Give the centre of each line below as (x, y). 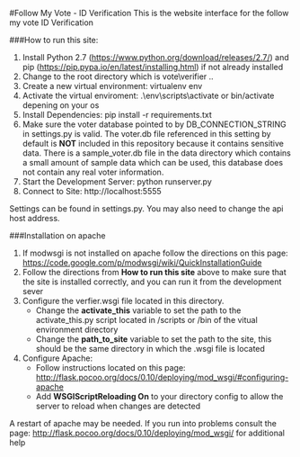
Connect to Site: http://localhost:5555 (92, 191)
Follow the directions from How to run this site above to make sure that (154, 272)
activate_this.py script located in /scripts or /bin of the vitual (146, 320)
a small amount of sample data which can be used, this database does (153, 162)
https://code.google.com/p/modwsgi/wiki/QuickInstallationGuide (142, 263)
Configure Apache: (57, 358)
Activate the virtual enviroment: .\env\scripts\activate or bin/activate (148, 95)
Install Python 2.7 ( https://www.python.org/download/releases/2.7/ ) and (155, 57)
